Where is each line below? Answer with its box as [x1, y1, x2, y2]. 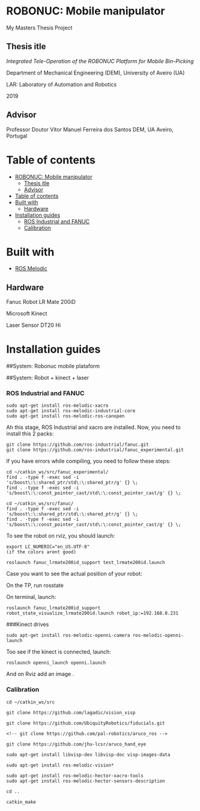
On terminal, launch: [6, 594, 56, 601]
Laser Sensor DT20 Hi [6, 321, 61, 329]
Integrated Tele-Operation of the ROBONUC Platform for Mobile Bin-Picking [6, 57, 194, 64]
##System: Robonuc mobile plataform [6, 362, 100, 370]
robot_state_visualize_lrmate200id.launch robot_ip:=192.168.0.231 [6, 610, 179, 616]
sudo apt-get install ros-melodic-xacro [6, 402, 109, 409]
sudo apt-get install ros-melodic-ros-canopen [6, 413, 125, 419]
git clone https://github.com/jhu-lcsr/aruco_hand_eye [6, 741, 147, 747]
